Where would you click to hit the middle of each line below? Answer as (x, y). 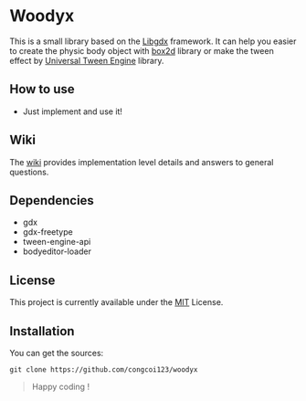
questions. (29, 172)
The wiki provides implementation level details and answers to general (142, 162)
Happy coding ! (60, 386)
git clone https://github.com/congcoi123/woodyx (104, 370)
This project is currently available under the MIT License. (116, 302)
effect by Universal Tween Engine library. (87, 60)
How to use (42, 89)
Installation (42, 331)
